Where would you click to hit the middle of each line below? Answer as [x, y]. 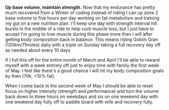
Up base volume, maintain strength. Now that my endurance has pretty [80, 7]
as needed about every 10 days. [38, 50]
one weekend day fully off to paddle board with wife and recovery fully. [79, 102]
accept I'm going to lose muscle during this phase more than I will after [79, 34]
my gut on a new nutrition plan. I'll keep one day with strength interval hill [81, 23]
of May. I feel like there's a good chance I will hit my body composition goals [84, 71]
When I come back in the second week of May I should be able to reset [79, 86]
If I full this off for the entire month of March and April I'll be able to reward [82, 60]
